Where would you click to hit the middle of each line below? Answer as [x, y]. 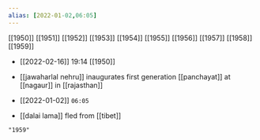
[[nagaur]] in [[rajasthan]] [61, 85]
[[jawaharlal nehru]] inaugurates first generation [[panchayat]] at [125, 76]
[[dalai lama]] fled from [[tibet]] [70, 116]
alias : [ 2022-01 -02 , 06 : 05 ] [53, 15]
